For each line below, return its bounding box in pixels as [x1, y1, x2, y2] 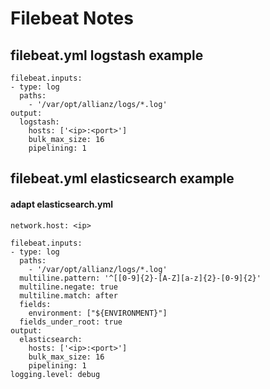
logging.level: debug [10, 369, 101, 379]
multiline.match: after [19, 290, 118, 301]
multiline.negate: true [19, 282, 118, 292]
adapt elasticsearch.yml [10, 198, 114, 210]
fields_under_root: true [19, 317, 123, 327]
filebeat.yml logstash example [10, 47, 204, 64]
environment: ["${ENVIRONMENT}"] [28, 308, 168, 318]
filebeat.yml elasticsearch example [10, 170, 235, 187]
